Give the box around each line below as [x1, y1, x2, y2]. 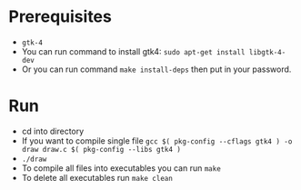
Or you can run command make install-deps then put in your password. [21, 64, 292, 75]
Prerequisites [8, 6, 113, 27]
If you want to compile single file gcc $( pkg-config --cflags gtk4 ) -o [21, 135, 293, 146]
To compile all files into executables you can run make [21, 162, 222, 174]
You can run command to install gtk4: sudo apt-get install [21, 45, 246, 56]
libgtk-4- [248, 47, 286, 56]
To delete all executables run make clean [21, 172, 174, 183]
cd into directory [21, 125, 85, 136]
